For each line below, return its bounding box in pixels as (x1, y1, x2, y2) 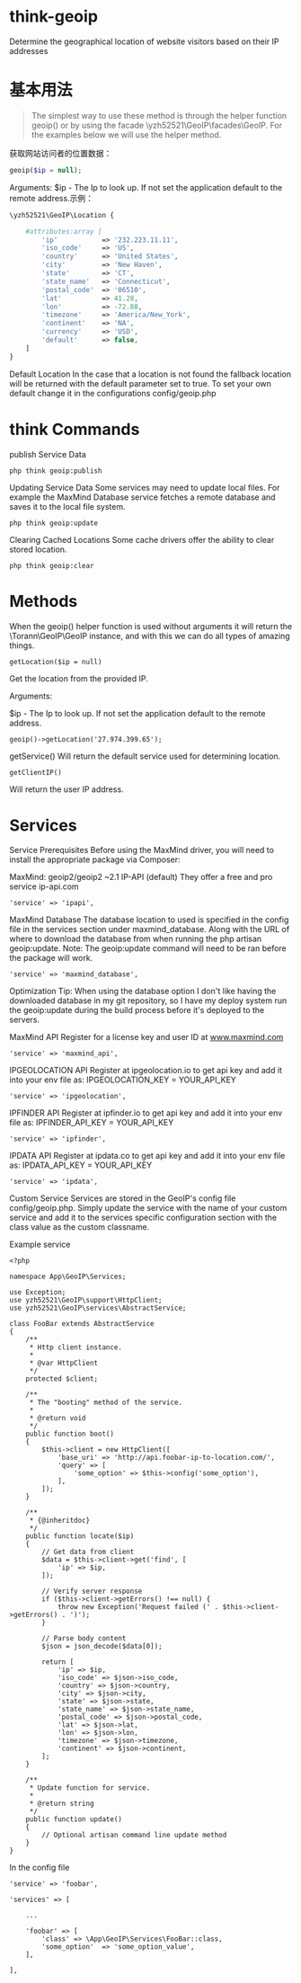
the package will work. (9, 953, 93, 964)
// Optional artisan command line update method (41, 1831, 227, 1840)
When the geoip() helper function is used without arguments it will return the (9, 620, 293, 631)
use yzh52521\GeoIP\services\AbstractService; (9, 1303, 187, 1313)
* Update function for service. (29, 1783, 151, 1792)
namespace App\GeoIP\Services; (9, 1272, 127, 1282)
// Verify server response (41, 1587, 143, 1596)
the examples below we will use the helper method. (31, 129, 222, 140)
